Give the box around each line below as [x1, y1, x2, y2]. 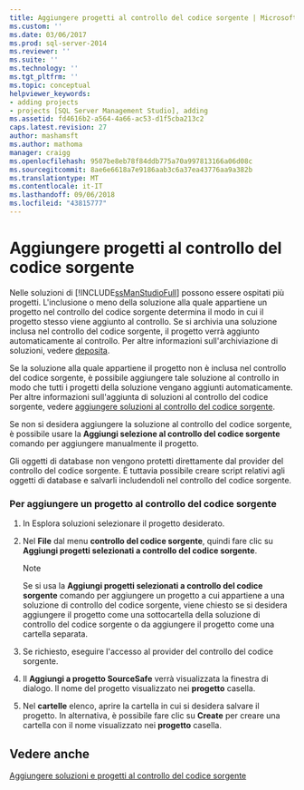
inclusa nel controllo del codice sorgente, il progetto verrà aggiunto [9, 326, 260, 336]
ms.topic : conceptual [9, 81, 91, 90]
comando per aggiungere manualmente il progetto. [9, 437, 199, 449]
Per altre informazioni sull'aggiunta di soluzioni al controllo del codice [9, 391, 269, 402]
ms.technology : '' [9, 64, 79, 73]
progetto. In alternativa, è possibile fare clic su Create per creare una [22, 710, 280, 721]
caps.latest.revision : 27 [9, 123, 107, 132]
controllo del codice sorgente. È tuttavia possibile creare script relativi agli [9, 464, 285, 476]
